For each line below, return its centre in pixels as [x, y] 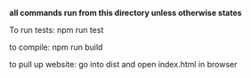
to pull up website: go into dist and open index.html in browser [123, 64]
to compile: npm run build [56, 47]
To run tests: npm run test [57, 30]
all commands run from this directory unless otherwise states [125, 13]
